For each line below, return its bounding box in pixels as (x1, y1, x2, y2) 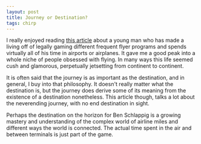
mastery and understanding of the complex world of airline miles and (6, 118, 179, 125)
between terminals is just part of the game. (6, 131, 114, 138)
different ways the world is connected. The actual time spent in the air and (6, 125, 192, 132)
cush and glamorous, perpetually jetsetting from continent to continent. (6, 62, 184, 70)
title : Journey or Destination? (6, 15, 88, 21)
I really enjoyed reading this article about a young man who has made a (6, 37, 185, 44)
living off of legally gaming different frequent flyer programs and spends (6, 43, 186, 50)
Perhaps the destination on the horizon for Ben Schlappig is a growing (6, 111, 181, 119)
